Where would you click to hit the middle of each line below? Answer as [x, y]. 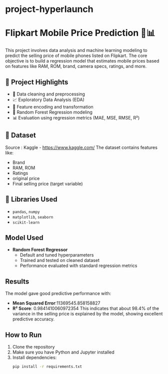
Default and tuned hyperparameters [57, 255]
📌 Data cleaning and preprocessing [48, 94]
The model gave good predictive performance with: [58, 293]
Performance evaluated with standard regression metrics [78, 265]
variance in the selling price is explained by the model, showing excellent [87, 314]
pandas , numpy [26, 211]
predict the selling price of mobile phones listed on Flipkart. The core [76, 55]
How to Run [23, 335]
